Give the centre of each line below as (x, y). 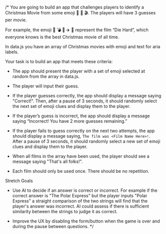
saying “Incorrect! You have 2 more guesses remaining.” (70, 121)
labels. (12, 52)
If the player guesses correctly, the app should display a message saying (87, 96)
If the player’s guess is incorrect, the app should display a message (81, 116)
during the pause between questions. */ (53, 226)
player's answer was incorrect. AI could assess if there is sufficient (81, 206)
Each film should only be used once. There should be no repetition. (81, 171)
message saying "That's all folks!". (48, 161)
